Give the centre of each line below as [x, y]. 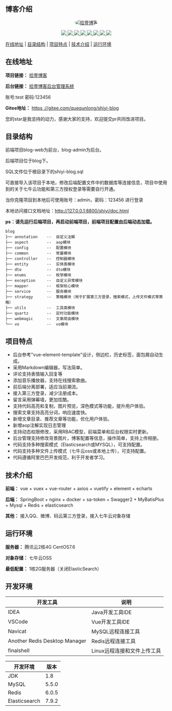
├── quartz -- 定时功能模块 [42, 313]
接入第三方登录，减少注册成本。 [46, 393]
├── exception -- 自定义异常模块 [44, 281]
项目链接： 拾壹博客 [26, 75]
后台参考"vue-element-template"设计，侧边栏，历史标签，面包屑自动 [86, 355]
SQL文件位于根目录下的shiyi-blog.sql [44, 172]
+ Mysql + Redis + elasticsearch [39, 506]
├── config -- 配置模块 [39, 248]
